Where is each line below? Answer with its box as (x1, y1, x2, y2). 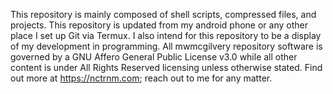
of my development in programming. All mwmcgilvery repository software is (10, 40, 323, 52)
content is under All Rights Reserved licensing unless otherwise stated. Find (10, 62, 323, 73)
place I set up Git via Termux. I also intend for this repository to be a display (10, 30, 322, 41)
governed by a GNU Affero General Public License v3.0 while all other (10, 51, 298, 63)
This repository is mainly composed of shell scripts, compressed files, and (10, 9, 317, 20)
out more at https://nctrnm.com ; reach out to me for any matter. (10, 72, 273, 84)
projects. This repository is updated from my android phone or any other (10, 19, 308, 31)
